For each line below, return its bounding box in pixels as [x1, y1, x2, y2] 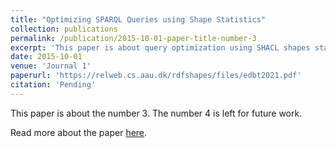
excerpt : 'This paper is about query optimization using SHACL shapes [10, 42, 311, 53]
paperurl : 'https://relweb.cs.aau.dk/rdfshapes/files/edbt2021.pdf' [10, 71, 302, 81]
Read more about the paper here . [10, 126, 148, 138]
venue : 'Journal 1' [10, 61, 92, 71]
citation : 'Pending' [10, 80, 97, 90]
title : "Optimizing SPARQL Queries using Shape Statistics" [10, 14, 267, 25]
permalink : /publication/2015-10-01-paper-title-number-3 [10, 33, 257, 43]
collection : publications [10, 24, 118, 34]
